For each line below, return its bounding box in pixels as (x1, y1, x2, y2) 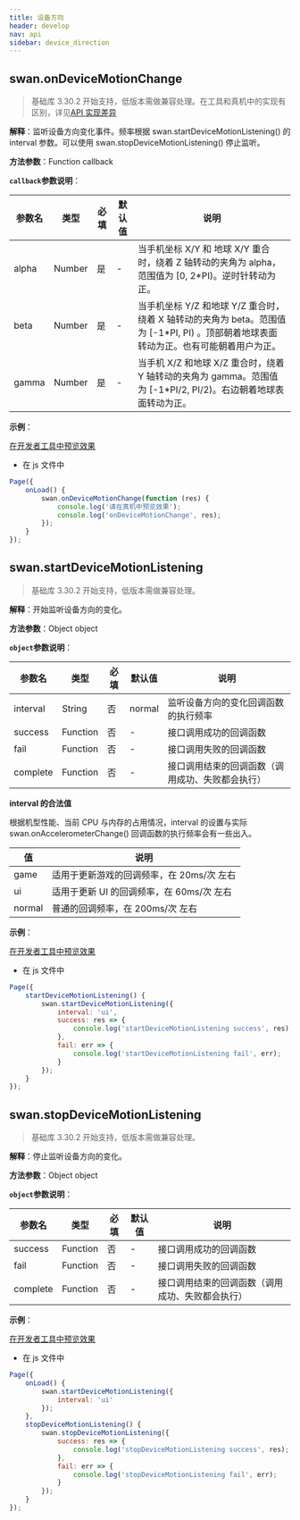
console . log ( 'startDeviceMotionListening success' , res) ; (72, 1024, 294, 1033)
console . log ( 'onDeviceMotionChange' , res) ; (56, 510, 221, 519)
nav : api (9, 29, 42, 38)
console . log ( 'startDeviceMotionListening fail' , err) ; (72, 1049, 281, 1058)
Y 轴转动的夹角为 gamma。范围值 (137, 370, 279, 382)
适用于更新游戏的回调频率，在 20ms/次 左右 (52, 869, 237, 881)
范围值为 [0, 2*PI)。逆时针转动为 (137, 270, 277, 282)
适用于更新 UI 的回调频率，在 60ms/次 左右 (52, 886, 232, 898)
